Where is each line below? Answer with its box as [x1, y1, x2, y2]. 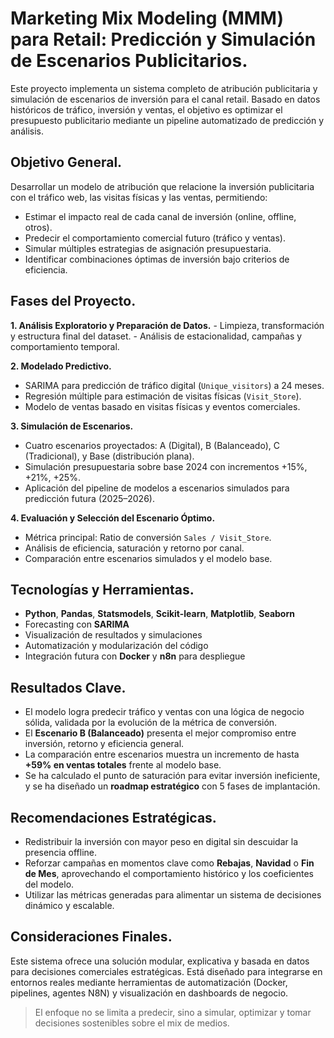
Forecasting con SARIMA [24, 618, 130, 631]
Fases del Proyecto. [10, 293, 137, 310]
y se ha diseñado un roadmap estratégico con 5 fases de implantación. [24, 780, 321, 792]
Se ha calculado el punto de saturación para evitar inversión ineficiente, [24, 770, 321, 782]
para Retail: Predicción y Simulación [10, 28, 317, 51]
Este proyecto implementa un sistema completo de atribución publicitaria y [10, 82, 318, 94]
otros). [24, 221, 53, 233]
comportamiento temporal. [10, 340, 120, 352]
